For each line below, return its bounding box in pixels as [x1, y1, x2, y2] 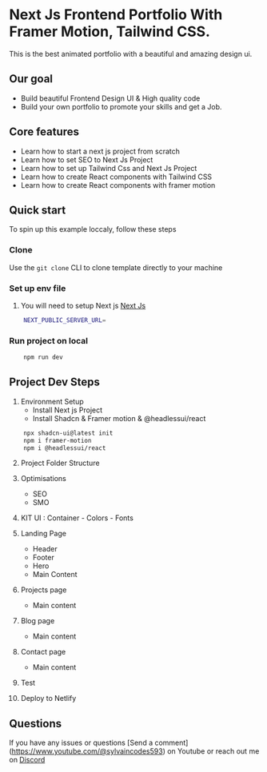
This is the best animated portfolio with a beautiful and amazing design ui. [9, 49, 253, 58]
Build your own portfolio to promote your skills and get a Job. [20, 101, 222, 111]
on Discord [9, 755, 46, 765]
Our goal [9, 72, 54, 86]
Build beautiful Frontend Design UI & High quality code [20, 94, 201, 103]
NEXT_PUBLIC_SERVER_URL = [23, 316, 106, 324]
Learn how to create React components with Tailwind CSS [20, 172, 213, 181]
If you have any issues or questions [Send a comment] [9, 738, 189, 748]
